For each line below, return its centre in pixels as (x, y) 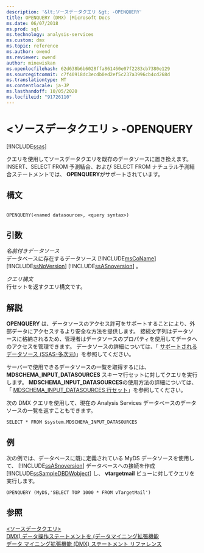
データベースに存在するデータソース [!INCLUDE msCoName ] (81, 259)
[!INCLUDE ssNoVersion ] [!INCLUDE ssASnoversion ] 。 (74, 266)
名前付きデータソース (33, 251)
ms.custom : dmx (26, 40)
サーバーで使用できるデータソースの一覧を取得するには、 (78, 367)
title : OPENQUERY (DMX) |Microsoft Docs (58, 18)
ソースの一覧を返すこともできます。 (51, 411)
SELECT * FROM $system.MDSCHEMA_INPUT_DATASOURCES (72, 422)
